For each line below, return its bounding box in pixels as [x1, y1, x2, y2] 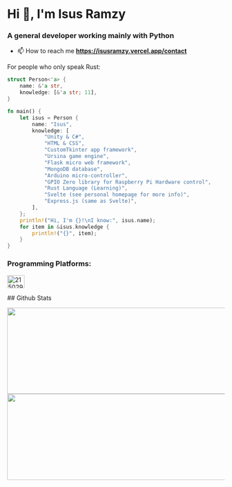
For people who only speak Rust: [7, 63, 101, 71]
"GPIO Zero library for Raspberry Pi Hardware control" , [43, 179, 212, 186]
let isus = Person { [19, 114, 79, 121]
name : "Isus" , [32, 121, 72, 128]
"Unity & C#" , [43, 134, 85, 141]
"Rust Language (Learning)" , [43, 185, 128, 192]
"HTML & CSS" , [43, 140, 85, 147]
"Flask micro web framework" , [43, 159, 131, 166]
